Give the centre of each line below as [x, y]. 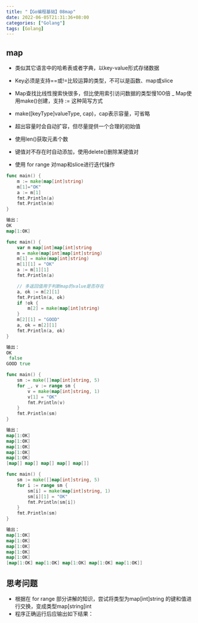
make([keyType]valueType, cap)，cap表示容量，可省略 [82, 114]
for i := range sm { [42, 485]
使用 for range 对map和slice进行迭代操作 [65, 165]
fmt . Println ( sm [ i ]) [52, 502]
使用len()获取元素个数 [41, 139]
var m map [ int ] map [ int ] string [55, 247]
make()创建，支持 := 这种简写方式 [61, 101]
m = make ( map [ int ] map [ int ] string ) [60, 253]
